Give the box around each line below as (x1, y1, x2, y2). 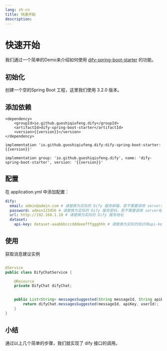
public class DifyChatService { (5, 269, 72, 275)
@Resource (14, 279, 35, 284)
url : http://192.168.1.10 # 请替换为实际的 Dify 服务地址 (9, 212, 124, 218)
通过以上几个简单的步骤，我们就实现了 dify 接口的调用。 (5, 340, 120, 346)
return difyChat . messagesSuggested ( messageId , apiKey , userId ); (23, 302, 159, 307)
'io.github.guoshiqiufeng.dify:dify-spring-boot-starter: (38, 142, 162, 147)
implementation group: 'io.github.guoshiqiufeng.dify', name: (5, 155, 137, 161)
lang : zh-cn (5, 7, 30, 12)
